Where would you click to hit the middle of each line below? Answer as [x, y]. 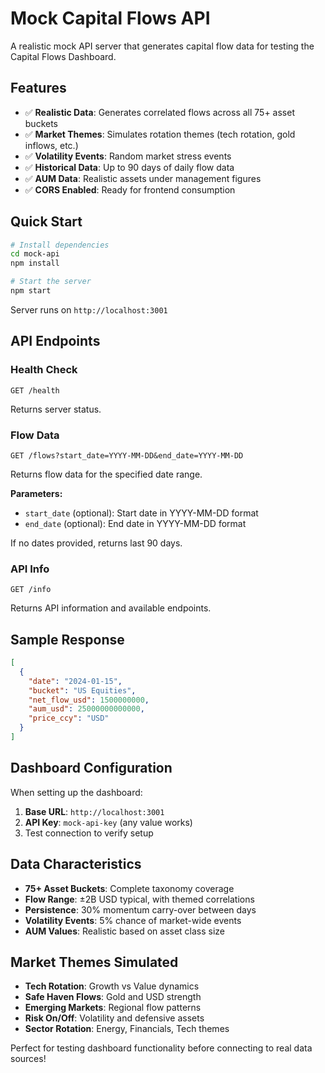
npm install [35, 263]
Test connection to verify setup [89, 833]
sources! [28, 1059]
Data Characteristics [76, 864]
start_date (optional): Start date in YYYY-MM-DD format [141, 513]
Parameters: [36, 493]
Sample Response [67, 639]
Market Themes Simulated [94, 962]
